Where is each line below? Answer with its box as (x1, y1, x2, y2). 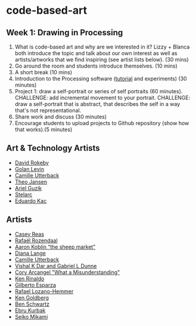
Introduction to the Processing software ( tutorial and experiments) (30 (14, 75, 187, 82)
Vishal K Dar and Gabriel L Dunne (14, 262, 97, 269)
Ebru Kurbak (14, 306, 46, 314)
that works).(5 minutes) (14, 126, 73, 133)
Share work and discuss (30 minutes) (14, 113, 107, 120)
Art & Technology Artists (6, 143, 100, 153)
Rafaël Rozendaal (14, 237, 58, 244)
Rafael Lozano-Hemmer (14, 288, 74, 295)
